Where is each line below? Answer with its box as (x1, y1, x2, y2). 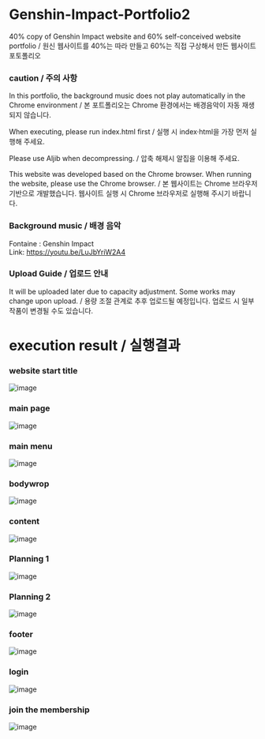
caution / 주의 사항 (9, 73, 78, 84)
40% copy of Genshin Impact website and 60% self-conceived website (9, 32, 241, 41)
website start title (9, 365, 78, 376)
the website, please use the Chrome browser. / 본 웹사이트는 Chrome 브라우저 (9, 179, 258, 189)
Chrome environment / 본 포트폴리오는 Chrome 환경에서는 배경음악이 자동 (9, 100, 241, 110)
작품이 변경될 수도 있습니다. (9, 306, 94, 315)
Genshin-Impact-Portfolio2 (9, 6, 191, 24)
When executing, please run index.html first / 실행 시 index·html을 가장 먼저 (9, 127, 249, 137)
